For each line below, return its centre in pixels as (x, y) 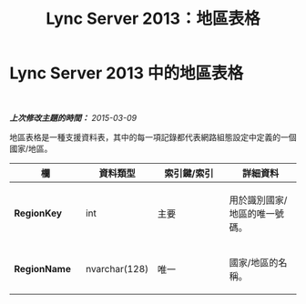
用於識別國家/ (258, 199)
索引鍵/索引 (189, 173)
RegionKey (38, 213)
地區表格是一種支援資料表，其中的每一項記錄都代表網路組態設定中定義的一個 (153, 137)
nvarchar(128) (117, 269)
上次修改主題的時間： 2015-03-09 (73, 117)
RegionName (42, 269)
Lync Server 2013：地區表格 (153, 19)
